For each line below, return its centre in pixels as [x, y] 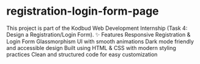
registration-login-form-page [83, 11]
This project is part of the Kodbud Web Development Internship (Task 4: [97, 28]
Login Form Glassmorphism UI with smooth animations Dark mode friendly [100, 41]
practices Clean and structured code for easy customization [82, 54]
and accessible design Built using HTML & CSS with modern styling [91, 48]
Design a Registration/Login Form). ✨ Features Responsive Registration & [98, 34]
